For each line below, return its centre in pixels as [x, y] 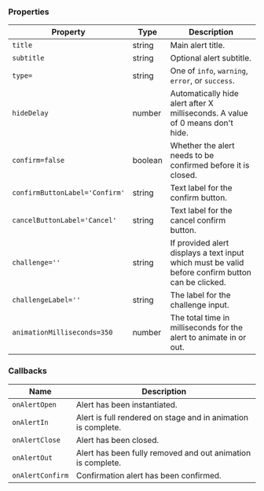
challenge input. [200, 305]
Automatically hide [205, 94]
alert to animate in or [208, 338]
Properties [29, 12]
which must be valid [207, 263]
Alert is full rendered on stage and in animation [162, 417]
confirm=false [38, 161]
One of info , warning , [209, 71]
